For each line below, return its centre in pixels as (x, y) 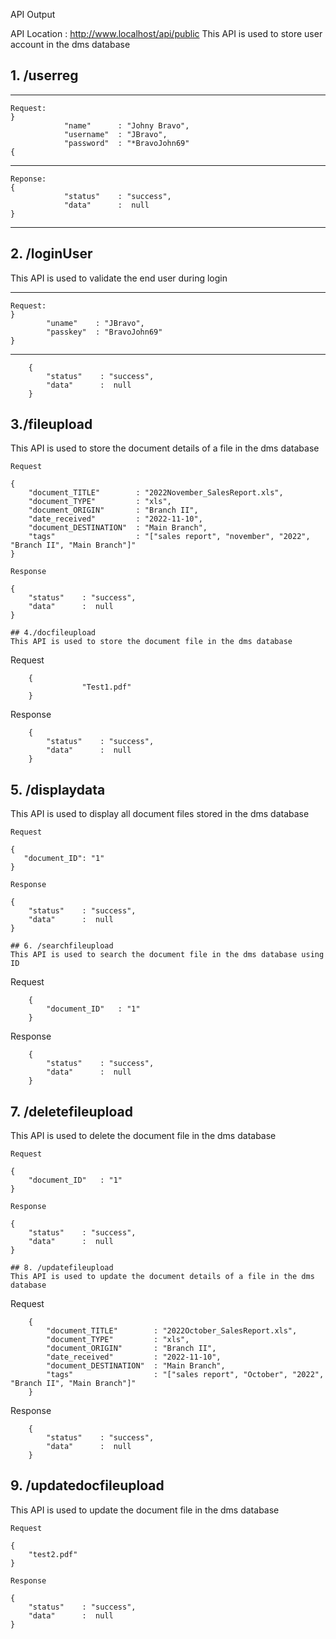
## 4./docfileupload (53, 633)
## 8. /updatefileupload (62, 1268)
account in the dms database (70, 44)
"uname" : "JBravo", (95, 323)
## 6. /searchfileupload (62, 946)
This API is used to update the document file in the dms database (145, 1510)
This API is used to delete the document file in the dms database (143, 1136)
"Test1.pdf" (106, 687)
